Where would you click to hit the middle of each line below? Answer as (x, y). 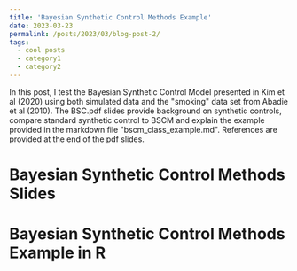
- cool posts (41, 50)
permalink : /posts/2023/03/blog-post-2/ (85, 34)
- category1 (39, 58)
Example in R (58, 253)
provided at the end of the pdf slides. (77, 139)
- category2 (39, 67)
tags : (19, 42)
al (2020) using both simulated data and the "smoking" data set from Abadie (148, 101)
